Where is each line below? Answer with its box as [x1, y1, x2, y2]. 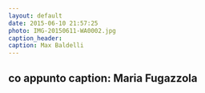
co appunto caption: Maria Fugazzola [8, 71, 198, 85]
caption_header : [8, 34, 62, 42]
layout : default [8, 11, 62, 20]
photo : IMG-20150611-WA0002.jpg [8, 26, 116, 34]
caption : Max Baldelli [8, 42, 84, 50]
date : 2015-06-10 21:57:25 [8, 19, 98, 27]
